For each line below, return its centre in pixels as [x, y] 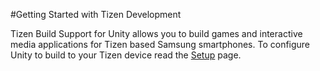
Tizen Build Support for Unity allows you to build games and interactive [156, 33]
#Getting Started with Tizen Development [96, 14]
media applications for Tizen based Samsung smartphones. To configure [160, 44]
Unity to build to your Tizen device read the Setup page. [126, 55]
